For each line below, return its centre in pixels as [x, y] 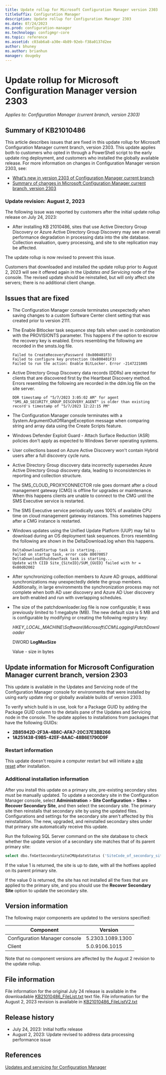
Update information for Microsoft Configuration [80, 667]
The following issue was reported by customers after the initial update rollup [83, 212]
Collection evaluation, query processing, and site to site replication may [85, 243]
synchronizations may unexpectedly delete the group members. [77, 582]
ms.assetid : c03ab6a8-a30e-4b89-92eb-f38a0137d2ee [58, 42]
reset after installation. [28, 766]
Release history [30, 1017]
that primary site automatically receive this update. [57, 827]
